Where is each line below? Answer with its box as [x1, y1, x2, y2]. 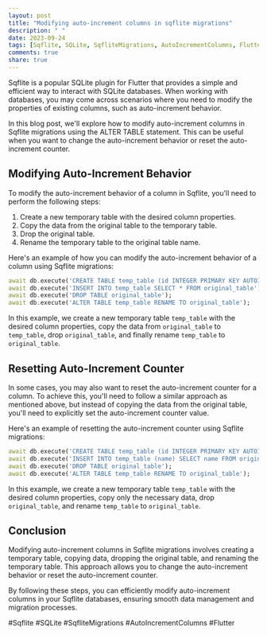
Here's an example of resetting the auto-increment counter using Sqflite [8, 423, 244, 433]
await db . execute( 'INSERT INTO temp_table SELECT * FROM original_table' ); [8, 284, 265, 292]
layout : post [8, 11, 52, 20]
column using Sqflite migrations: [8, 261, 114, 271]
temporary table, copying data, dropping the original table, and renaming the [8, 554, 259, 563]
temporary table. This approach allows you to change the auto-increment [8, 562, 248, 571]
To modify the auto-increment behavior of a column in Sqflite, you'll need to [8, 188, 257, 197]
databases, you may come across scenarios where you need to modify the [8, 95, 253, 104]
